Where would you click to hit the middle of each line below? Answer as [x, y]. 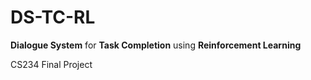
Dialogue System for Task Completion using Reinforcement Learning [156, 45]
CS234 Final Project [51, 64]
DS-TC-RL [53, 17]
